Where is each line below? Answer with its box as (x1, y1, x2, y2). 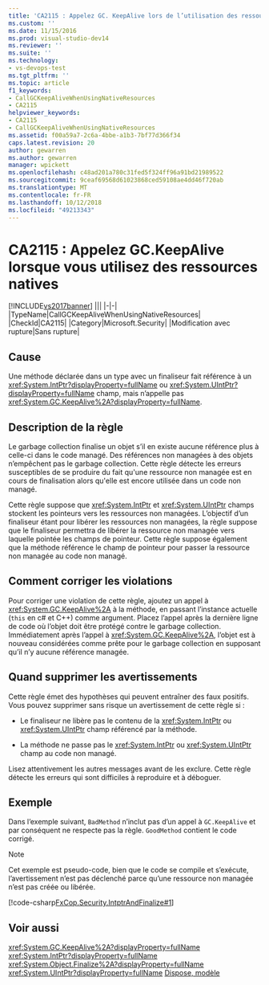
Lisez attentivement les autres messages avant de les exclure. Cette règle (8, 764, 251, 774)
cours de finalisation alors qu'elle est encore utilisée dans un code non (8, 476, 242, 485)
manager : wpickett (8, 161, 70, 170)
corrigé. (8, 834, 34, 844)
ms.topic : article (8, 79, 70, 87)
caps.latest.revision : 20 (8, 138, 94, 147)
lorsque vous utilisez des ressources (8, 258, 258, 276)
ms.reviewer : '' (8, 42, 62, 50)
